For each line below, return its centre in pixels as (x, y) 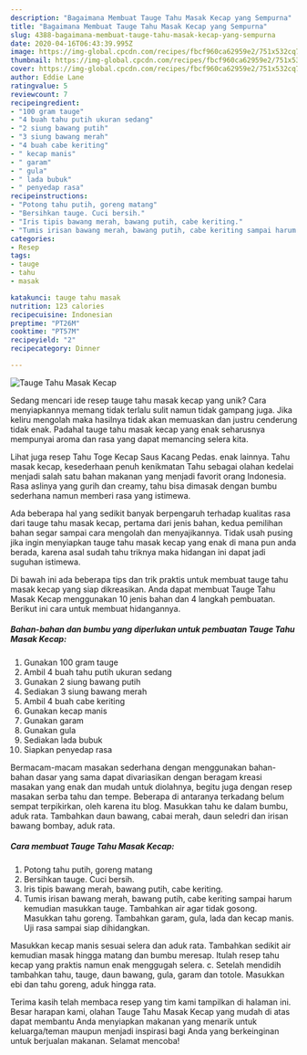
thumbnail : (31, 60)
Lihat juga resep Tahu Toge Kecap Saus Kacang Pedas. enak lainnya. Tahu (150, 457)
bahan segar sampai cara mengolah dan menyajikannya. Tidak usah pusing (152, 533)
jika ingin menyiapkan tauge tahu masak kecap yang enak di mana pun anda (153, 542)
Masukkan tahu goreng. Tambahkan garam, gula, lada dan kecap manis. (159, 918)
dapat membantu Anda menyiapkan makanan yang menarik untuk (134, 1021)
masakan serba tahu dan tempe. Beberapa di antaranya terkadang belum (148, 797)
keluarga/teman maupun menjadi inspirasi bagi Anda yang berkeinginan (145, 1031)
